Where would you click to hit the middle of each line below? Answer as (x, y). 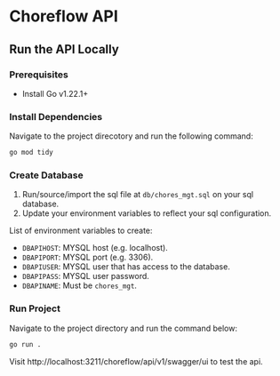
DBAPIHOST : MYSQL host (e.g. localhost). (95, 248)
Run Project (35, 308)
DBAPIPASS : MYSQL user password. (85, 276)
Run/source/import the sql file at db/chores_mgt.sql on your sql (138, 195)
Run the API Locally (64, 49)
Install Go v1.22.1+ (55, 93)
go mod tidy (31, 153)
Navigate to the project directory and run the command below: (124, 328)
